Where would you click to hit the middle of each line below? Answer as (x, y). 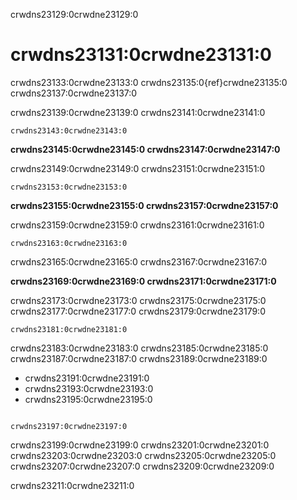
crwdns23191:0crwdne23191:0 (87, 378)
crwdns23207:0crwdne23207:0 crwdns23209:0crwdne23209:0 (142, 466)
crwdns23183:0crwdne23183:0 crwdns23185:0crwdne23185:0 (139, 348)
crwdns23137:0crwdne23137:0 (74, 93)
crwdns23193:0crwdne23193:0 (89, 388)
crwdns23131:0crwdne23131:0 (141, 55)
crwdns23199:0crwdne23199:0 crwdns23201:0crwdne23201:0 (140, 445)
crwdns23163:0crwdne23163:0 (69, 243)
